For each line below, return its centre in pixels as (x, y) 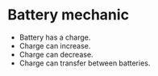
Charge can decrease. (56, 54)
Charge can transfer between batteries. (85, 63)
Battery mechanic (69, 15)
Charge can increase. (55, 45)
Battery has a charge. (55, 37)
